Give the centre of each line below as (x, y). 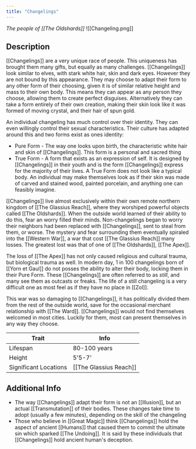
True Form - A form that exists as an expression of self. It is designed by (102, 159)
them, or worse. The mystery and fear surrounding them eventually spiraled (97, 232)
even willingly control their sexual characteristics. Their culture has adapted (97, 128)
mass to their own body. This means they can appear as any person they (94, 92)
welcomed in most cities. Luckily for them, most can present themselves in (96, 317)
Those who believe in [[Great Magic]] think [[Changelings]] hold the (97, 421)
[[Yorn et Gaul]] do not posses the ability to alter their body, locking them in (97, 269)
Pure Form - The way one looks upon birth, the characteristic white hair (101, 146)
